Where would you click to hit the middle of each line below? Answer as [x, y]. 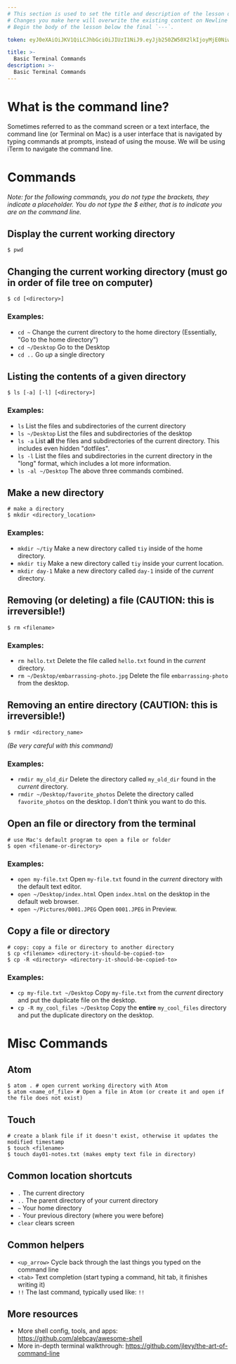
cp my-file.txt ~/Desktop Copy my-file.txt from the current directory [120, 993]
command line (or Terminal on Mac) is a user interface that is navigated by [115, 134]
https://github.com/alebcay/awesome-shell [80, 1339]
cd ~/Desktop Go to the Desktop [64, 347]
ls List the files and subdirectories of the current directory [101, 426]
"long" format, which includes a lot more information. [94, 463]
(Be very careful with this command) [60, 745]
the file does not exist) [45, 1098]
